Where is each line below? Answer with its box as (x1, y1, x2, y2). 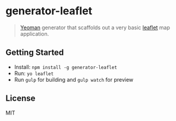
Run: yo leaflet (14, 70, 54, 77)
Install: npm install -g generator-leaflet (14, 63, 117, 70)
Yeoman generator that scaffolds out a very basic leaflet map (20, 24, 171, 31)
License (5, 94, 36, 104)
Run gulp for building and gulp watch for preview (14, 76, 134, 83)
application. (20, 30, 49, 37)
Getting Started (5, 48, 64, 58)
